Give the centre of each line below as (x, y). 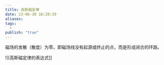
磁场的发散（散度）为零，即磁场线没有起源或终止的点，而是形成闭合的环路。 (83, 47)
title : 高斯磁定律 (22, 10)
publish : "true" (22, 32)
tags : (11, 23)
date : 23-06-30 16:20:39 (31, 14)
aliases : (14, 19)
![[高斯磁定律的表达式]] (29, 58)
